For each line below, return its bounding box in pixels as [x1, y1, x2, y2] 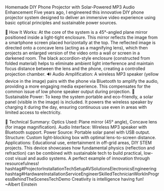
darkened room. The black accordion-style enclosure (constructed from [5, 55, 150, 61]
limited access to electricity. [5, 110, 62, 115]
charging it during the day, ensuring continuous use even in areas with [5, 104, 147, 110]
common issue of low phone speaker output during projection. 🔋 [5, 89, 135, 95]
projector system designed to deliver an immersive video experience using [5, 15, 156, 20]
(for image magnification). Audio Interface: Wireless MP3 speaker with [5, 124, 147, 130]
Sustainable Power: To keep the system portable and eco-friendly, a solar [5, 94, 153, 99]
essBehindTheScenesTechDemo [5, 176, 71, 182]
